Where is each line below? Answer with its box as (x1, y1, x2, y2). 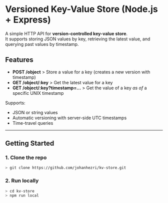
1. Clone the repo (5, 154, 47, 161)
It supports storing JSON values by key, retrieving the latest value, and (5, 36, 150, 42)
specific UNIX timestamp (12, 90, 64, 96)
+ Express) (5, 14, 51, 25)
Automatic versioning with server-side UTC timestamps (12, 115, 127, 121)
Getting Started (5, 139, 54, 148)
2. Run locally (5, 177, 39, 184)
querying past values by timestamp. (5, 41, 79, 47)
